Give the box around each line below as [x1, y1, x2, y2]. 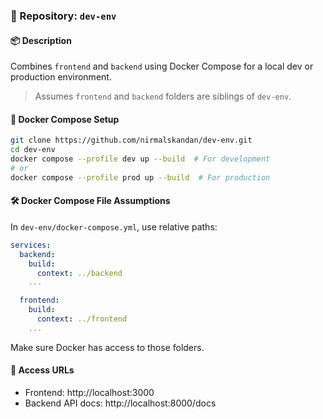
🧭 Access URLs [10, 364, 75, 376]
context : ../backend [36, 268, 123, 278]
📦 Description [10, 34, 72, 46]
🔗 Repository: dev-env [10, 9, 117, 23]
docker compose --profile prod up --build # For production [10, 172, 271, 183]
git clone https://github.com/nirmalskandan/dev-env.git [10, 135, 253, 146]
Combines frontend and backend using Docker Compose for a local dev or [10, 60, 314, 73]
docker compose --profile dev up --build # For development [10, 154, 271, 164]
